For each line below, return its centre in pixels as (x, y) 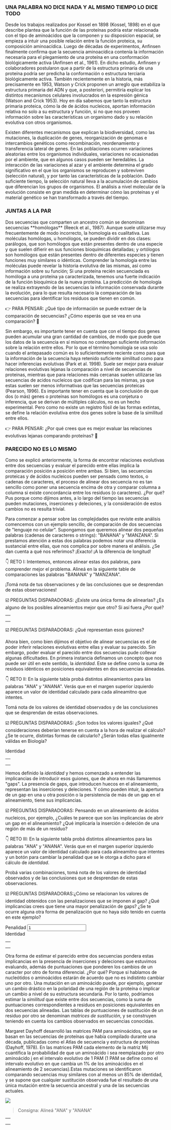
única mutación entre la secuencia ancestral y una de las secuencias (77, 1085)
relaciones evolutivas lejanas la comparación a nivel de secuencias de (79, 369)
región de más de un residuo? (36, 828)
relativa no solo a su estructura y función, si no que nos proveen (73, 112)
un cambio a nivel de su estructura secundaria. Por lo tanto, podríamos (80, 994)
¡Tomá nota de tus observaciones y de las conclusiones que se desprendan (84, 584)
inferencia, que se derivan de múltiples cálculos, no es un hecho (73, 402)
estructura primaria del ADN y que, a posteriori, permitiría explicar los (78, 90)
